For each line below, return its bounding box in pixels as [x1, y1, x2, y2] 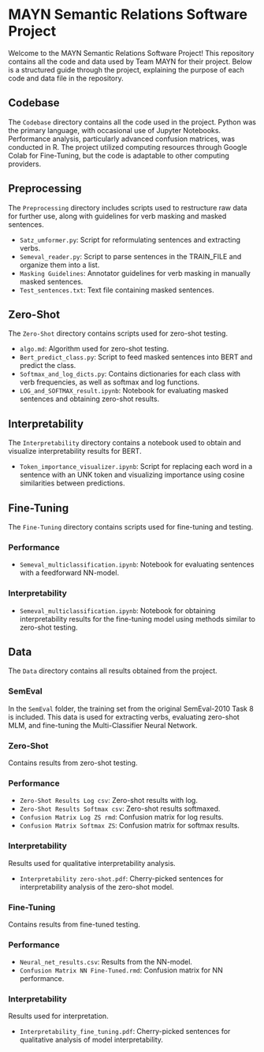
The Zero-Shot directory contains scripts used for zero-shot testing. [8, 329, 229, 338]
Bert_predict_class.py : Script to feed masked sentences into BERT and [19, 352, 253, 362]
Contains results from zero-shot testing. [8, 758, 138, 768]
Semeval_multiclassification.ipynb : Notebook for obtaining [19, 605, 216, 615]
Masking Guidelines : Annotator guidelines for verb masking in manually [19, 268, 251, 277]
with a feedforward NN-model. [19, 568, 120, 578]
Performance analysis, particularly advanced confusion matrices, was [8, 134, 235, 143]
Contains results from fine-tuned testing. [8, 920, 140, 929]
